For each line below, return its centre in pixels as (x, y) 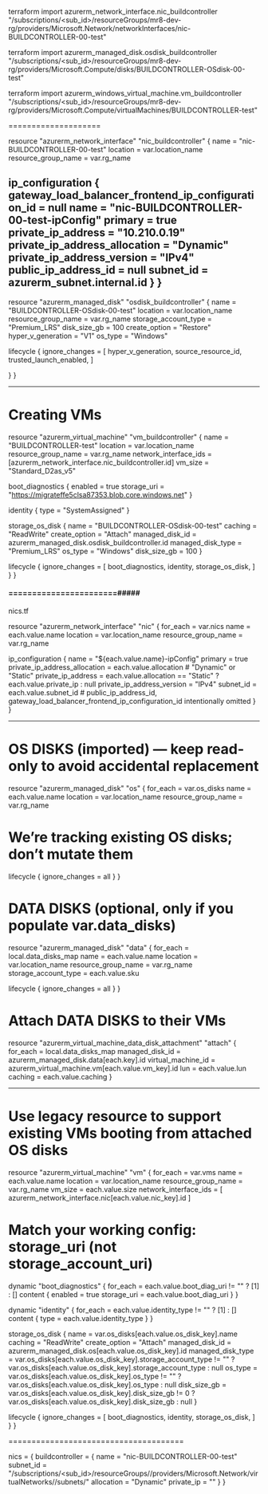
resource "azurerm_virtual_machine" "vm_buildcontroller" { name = (118, 437)
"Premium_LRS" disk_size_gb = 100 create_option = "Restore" (110, 327)
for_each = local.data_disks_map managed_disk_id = (95, 1051)
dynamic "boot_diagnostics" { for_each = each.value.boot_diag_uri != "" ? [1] (134, 1286)
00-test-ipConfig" (55, 220)
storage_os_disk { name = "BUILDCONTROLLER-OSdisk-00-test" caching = (133, 525)
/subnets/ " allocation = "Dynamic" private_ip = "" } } (140, 1481)
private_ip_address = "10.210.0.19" (97, 233)
